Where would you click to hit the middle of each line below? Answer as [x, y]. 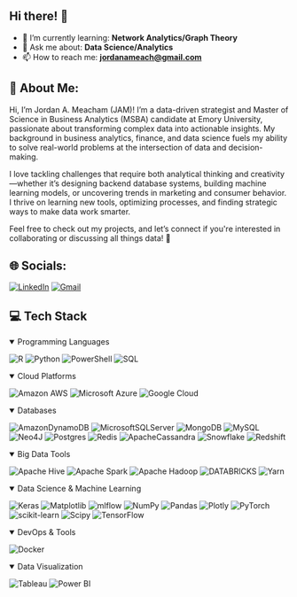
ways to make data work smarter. [70, 211]
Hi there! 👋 [39, 16]
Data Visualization [50, 567]
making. [24, 157]
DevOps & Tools [47, 532]
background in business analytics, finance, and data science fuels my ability [148, 137]
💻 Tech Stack [48, 316]
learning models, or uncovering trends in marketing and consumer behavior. [148, 192]
